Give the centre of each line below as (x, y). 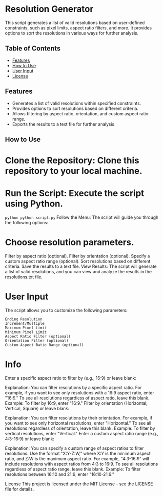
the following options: (27, 223)
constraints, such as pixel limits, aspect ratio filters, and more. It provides (79, 27)
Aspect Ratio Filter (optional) (38, 336)
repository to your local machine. (74, 171)
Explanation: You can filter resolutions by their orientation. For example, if (79, 418)
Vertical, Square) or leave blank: (37, 408)
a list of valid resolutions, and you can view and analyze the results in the (79, 272)
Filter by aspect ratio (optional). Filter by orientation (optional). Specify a (78, 256)
